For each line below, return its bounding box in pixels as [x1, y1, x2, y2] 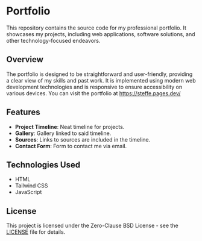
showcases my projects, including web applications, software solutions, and [6, 30, 195, 37]
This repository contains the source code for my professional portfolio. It [6, 24, 187, 31]
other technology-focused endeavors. [6, 37, 101, 44]
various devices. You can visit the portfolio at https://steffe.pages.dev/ [6, 89, 181, 97]
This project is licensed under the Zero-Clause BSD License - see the [6, 222, 179, 230]
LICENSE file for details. [6, 228, 66, 236]
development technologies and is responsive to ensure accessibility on [6, 83, 183, 90]
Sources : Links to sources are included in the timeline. [14, 136, 151, 143]
